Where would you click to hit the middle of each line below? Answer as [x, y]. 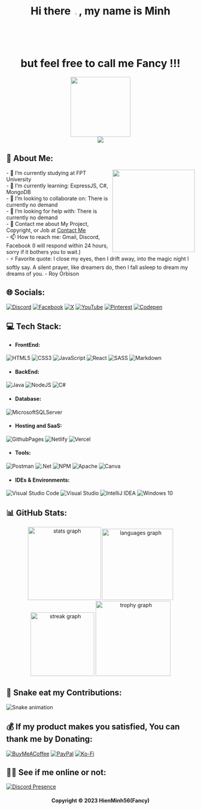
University [19, 179]
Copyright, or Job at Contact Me [46, 230]
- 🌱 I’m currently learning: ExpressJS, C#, [57, 185]
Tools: [23, 453]
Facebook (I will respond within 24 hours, [57, 245]
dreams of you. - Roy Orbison [43, 273]
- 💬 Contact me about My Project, [48, 223]
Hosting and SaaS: [38, 426]
